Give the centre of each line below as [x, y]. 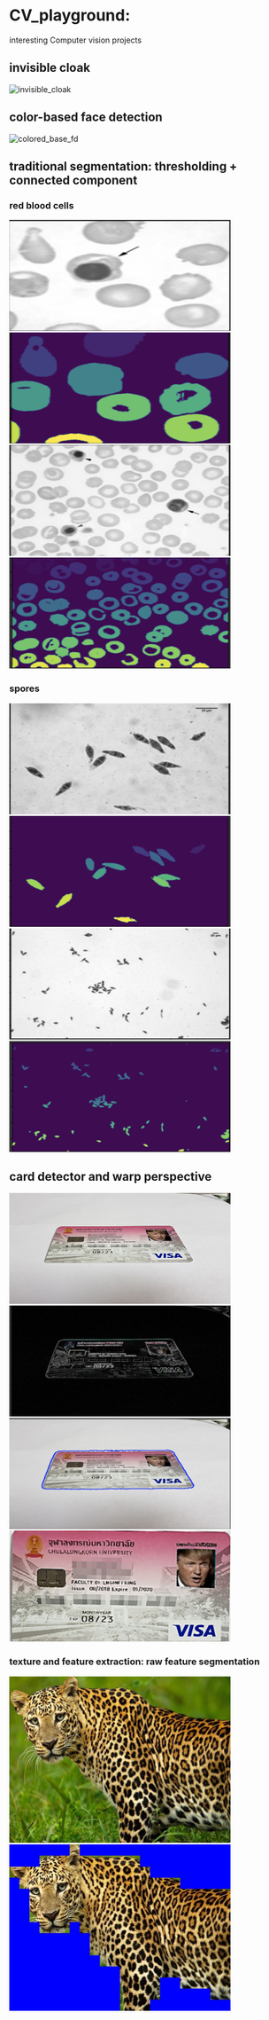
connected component [73, 180]
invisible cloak [50, 68]
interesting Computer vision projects [76, 40]
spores [24, 688]
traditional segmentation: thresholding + [123, 166]
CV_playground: [70, 16]
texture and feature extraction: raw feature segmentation [134, 1662]
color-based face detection [86, 118]
